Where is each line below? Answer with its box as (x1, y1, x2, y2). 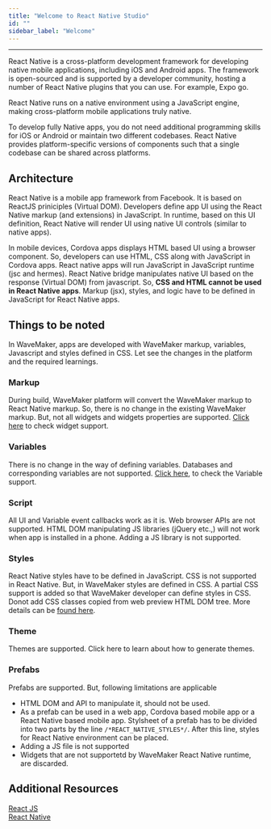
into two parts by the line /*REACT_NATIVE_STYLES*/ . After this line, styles (19, 724, 260, 734)
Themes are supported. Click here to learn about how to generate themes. (8, 644, 256, 653)
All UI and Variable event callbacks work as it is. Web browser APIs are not (8, 515, 256, 525)
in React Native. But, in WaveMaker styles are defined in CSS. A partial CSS (8, 580, 259, 590)
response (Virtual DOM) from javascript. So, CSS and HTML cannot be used (8, 277, 262, 287)
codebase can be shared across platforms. (8, 148, 151, 158)
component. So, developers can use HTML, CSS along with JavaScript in (8, 252, 251, 261)
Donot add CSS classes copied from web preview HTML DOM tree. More (8, 597, 251, 607)
